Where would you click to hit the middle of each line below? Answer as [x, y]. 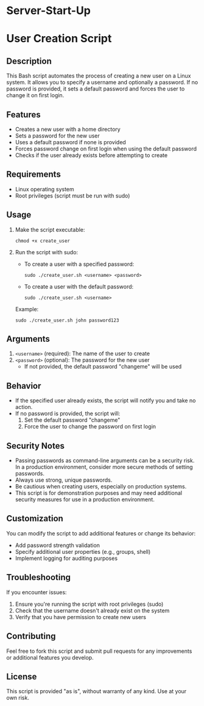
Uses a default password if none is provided [70, 142]
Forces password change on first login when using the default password [106, 149]
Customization [35, 519]
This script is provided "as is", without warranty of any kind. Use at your [97, 691]
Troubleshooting [39, 577]
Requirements [33, 175]
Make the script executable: [50, 229]
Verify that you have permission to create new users [80, 617]
